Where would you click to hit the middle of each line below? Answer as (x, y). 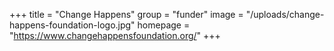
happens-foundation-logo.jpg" (72, 25)
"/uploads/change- (285, 14)
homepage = (164, 25)
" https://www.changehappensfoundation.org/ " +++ (115, 35)
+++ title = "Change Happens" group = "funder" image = (126, 14)
